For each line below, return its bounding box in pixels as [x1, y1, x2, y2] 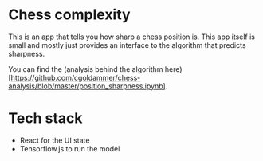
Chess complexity [8, 6, 131, 24]
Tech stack [8, 109, 83, 128]
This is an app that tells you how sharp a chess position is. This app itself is [8, 32, 255, 41]
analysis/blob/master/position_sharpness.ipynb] [8, 81, 166, 91]
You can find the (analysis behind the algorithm [8, 64, 163, 73]
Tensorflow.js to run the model [19, 143, 120, 153]
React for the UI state [19, 135, 90, 145]
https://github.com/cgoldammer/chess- [10, 73, 141, 82]
